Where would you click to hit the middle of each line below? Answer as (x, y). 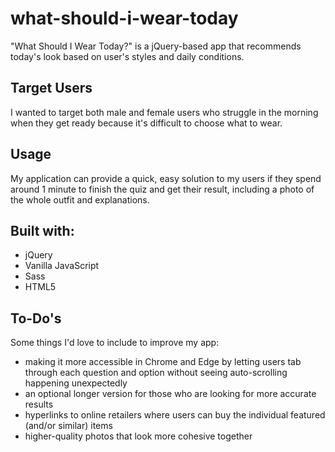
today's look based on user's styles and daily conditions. (127, 56)
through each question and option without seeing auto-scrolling (156, 373)
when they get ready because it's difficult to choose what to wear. (146, 123)
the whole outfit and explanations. (80, 199)
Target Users (51, 88)
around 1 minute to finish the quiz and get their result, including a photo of (162, 189)
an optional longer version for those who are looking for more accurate (170, 394)
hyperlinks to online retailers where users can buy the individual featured (175, 415)
